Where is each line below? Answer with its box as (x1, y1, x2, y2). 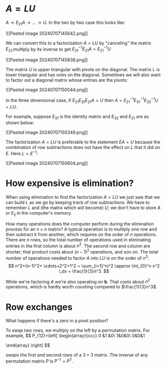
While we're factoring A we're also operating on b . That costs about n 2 (5, 277, 151, 284)
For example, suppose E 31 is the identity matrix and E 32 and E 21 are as (5, 113, 149, 121)
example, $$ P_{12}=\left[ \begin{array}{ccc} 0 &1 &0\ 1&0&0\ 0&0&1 (5, 333, 145, 339)
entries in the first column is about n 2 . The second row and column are (5, 242, 151, 249)
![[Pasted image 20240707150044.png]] (5, 87, 88, 93)
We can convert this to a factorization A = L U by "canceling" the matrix (5, 40, 152, 46)
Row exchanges (5, 301, 73, 313)
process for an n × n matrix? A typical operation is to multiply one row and (5, 226, 157, 232)
